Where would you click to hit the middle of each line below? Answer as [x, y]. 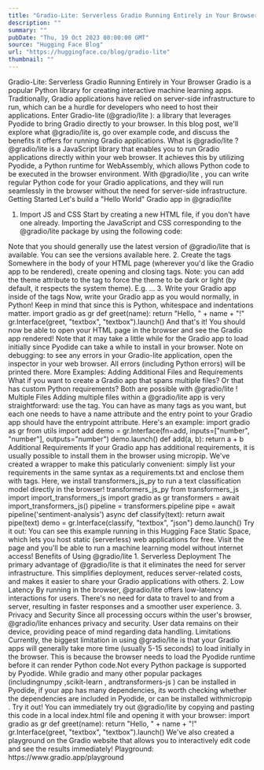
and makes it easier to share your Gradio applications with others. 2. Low [126, 581]
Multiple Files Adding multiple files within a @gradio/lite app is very [117, 397]
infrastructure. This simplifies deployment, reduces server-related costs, [125, 573]
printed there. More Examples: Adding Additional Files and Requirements [126, 372]
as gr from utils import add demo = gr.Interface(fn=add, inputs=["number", [129, 430]
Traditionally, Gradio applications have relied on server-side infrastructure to [132, 99]
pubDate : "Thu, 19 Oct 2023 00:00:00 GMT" [79, 37]
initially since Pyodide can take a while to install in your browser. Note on [126, 347]
